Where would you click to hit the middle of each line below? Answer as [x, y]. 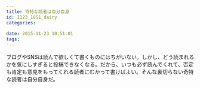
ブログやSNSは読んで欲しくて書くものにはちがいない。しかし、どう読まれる [100, 57]
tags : [13, 39]
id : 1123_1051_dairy [32, 17]
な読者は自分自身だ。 [32, 79]
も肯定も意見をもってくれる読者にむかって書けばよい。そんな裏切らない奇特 [100, 72]
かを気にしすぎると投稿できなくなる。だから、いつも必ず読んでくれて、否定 [100, 64]
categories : [21, 23]
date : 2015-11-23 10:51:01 [40, 34]
